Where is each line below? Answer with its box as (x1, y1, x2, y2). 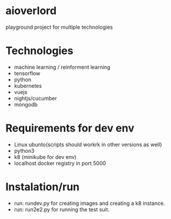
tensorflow (14, 69, 41, 77)
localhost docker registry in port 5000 (14, 160, 106, 167)
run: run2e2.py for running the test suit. (14, 205, 110, 213)
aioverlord (5, 4, 57, 18)
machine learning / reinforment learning (14, 63, 110, 70)
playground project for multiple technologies (5, 23, 113, 31)
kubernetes (14, 82, 42, 89)
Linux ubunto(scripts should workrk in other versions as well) (14, 141, 162, 148)
